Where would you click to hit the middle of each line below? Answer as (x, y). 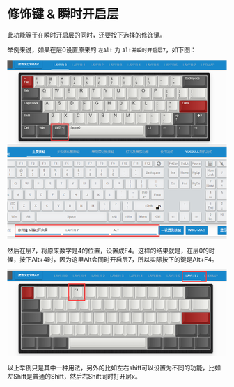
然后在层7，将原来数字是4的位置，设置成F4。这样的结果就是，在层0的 (108, 251)
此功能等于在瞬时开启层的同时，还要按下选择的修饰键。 (86, 35)
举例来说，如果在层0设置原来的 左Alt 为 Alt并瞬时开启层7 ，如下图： (102, 49)
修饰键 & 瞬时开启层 (63, 14)
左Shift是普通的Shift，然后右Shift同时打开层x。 (74, 377)
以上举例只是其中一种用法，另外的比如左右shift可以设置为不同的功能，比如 (114, 368)
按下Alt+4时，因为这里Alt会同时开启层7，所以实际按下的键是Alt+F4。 (118, 260)
